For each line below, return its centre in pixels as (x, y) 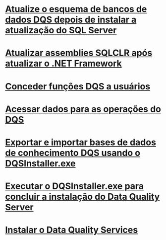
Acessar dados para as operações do (83, 109)
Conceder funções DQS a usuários (78, 86)
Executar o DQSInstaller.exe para (75, 186)
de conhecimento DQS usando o (73, 153)
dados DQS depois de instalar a (71, 20)
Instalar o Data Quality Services (72, 230)
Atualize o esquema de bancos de (76, 9)
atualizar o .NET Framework (64, 64)
